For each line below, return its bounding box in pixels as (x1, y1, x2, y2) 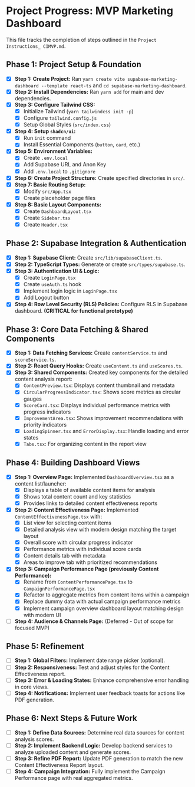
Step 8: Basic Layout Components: (14, 201, 102, 208)
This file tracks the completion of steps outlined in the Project (6, 36, 157, 43)
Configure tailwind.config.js (23, 114, 97, 122)
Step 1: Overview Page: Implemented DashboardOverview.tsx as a (14, 473, 174, 480)
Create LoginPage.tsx (23, 274, 76, 281)
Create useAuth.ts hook (23, 281, 81, 288)
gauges (23, 395, 42, 402)
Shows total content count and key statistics (23, 493, 131, 500)
